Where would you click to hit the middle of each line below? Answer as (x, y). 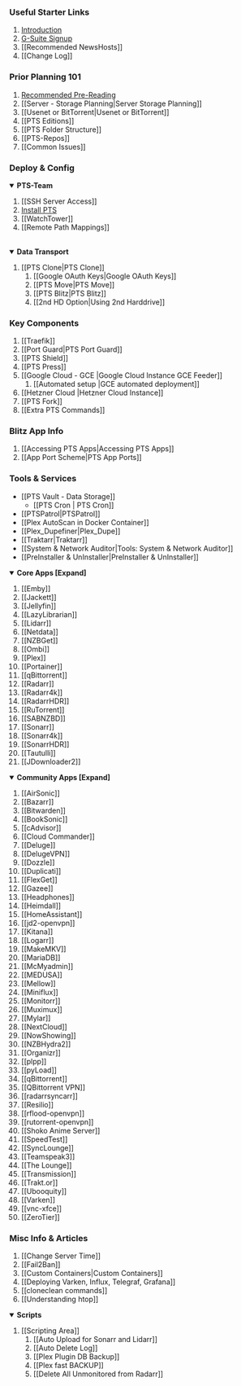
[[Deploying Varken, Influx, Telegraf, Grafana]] (98, 1282)
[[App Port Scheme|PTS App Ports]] (81, 458)
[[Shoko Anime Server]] (60, 1130)
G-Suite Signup (46, 38)
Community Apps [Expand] (63, 777)
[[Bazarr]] (37, 801)
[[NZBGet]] (39, 640)
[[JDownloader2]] (51, 761)
